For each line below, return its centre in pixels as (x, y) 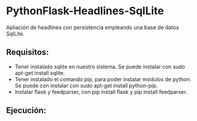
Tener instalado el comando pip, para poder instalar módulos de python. (103, 79)
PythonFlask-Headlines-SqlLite (85, 11)
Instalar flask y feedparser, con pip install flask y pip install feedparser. (101, 92)
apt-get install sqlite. (40, 73)
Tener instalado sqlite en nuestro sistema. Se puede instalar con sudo (100, 66)
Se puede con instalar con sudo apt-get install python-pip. (86, 85)
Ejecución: (26, 111)
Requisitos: (28, 52)
